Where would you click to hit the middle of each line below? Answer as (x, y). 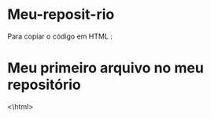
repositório (44, 85)
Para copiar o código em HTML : (60, 36)
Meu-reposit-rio (61, 15)
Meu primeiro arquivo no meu (105, 68)
